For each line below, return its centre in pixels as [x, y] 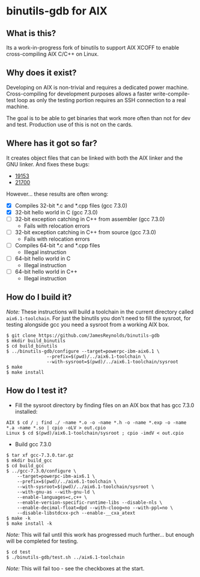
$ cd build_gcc [25, 466]
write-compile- [171, 94]
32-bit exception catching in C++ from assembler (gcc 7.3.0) [90, 219]
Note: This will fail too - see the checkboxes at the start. [75, 568]
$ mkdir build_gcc [29, 461]
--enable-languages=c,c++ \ [52, 497]
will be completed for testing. [42, 541]
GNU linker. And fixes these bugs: [48, 164]
